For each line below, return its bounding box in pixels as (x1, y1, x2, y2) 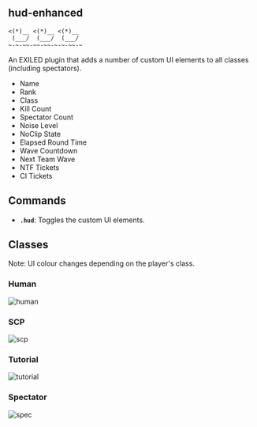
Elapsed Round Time (19, 138, 88, 147)
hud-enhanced (8, 6, 84, 20)
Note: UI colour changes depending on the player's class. (8, 259, 196, 268)
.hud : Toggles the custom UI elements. (19, 215, 145, 225)
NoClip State (19, 129, 61, 138)
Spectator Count (19, 112, 73, 122)
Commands (8, 194, 67, 208)
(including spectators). (8, 63, 82, 73)
